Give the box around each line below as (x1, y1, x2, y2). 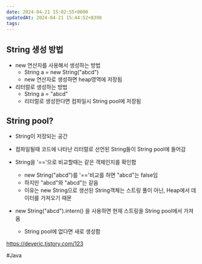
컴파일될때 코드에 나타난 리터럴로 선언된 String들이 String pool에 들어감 (15, 146, 186, 152)
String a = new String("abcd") (24, 68, 99, 76)
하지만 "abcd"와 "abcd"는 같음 (24, 179, 99, 186)
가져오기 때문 (40, 194, 72, 201)
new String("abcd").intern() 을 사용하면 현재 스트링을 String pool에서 (15, 207, 183, 214)
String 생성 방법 (6, 44, 64, 55)
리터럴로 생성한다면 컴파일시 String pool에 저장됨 (24, 98, 142, 105)
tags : (6, 20, 20, 26)
